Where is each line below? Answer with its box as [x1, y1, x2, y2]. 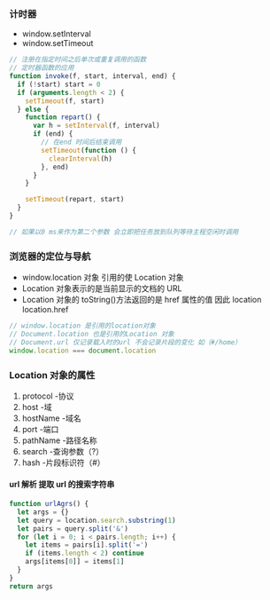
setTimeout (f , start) [25, 96, 104, 106]
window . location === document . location [9, 346, 157, 355]
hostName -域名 [21, 413, 81, 423]
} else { [17, 105, 50, 114]
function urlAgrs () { [9, 500, 89, 509]
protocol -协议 [21, 391, 74, 401]
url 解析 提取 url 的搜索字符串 [9, 479, 115, 490]
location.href [21, 304, 69, 315]
